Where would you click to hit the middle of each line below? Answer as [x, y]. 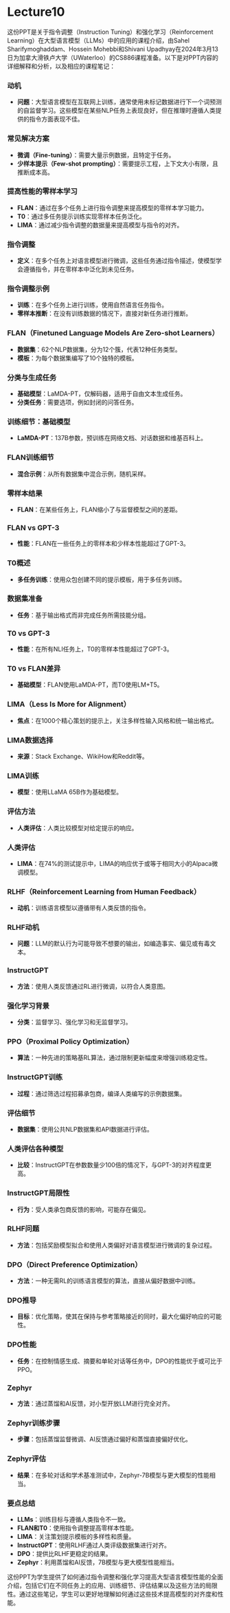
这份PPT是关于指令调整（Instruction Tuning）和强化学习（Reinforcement [111, 32]
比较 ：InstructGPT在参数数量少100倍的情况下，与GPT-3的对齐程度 [111, 1165]
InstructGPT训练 [35, 1077]
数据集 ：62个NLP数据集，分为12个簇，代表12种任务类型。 [99, 349]
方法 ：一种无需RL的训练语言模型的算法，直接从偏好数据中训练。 [108, 1281]
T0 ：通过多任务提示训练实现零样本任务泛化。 [81, 216]
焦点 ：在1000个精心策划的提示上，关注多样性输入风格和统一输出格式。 [117, 720]
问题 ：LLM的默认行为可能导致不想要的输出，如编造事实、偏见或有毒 [114, 943]
